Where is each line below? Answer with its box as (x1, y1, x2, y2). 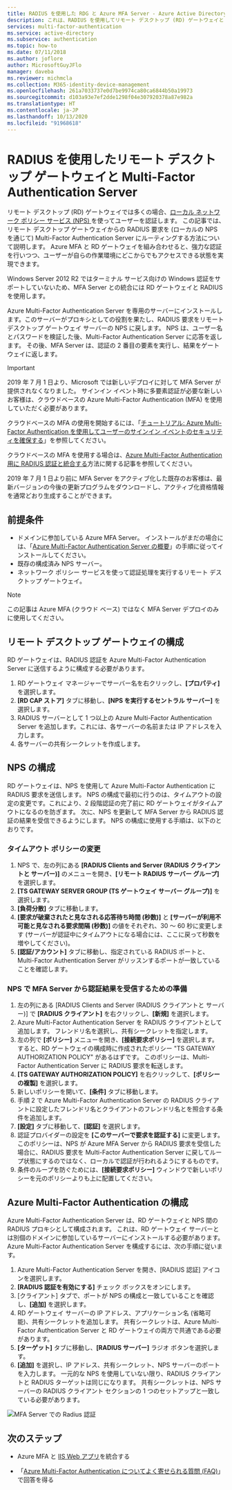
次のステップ (7, 1432, 62, 1444)
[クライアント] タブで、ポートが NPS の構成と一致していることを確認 (17, 1292, 214, 1300)
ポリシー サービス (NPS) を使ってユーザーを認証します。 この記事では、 (20, 216, 225, 225)
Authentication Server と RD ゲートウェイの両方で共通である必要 (37, 1326, 222, 1335)
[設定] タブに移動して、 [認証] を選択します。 (17, 1122, 144, 1130)
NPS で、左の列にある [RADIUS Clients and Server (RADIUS (17, 861, 189, 870)
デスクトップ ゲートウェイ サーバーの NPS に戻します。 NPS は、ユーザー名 (7, 324, 223, 333)
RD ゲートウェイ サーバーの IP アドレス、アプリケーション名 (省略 (17, 1309, 205, 1317)
